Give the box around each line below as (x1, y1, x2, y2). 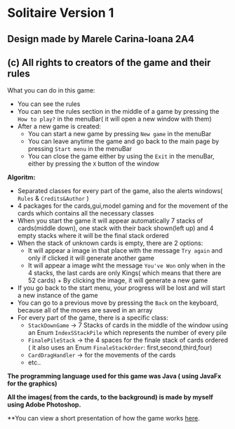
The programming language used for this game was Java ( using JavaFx (7, 372, 222, 381)
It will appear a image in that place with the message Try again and (27, 246, 223, 255)
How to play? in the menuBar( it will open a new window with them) (17, 114, 212, 124)
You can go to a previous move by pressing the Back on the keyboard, (17, 298, 219, 307)
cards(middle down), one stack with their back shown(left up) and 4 (17, 224, 214, 232)
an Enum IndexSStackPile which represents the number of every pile (27, 329, 227, 337)
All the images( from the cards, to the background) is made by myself (7, 393, 214, 402)
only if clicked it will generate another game (27, 254, 154, 263)
